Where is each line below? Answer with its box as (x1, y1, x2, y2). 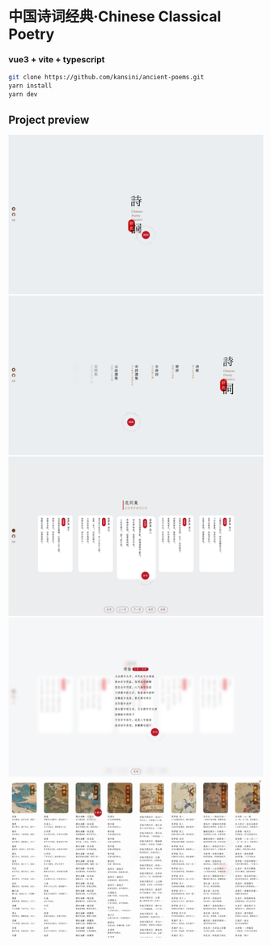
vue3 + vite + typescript (8, 54, 105, 66)
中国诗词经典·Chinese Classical (8, 7, 222, 26)
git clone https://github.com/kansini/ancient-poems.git (8, 74, 205, 82)
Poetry (8, 25, 55, 44)
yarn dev (8, 91, 38, 99)
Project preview (8, 112, 90, 126)
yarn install (8, 82, 53, 90)
